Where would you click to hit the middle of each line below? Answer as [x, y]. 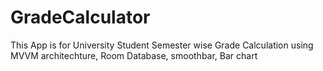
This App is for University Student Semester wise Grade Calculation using [162, 45]
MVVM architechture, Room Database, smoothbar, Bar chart [134, 55]
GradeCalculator [80, 17]
